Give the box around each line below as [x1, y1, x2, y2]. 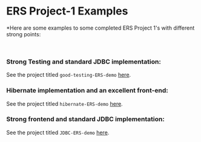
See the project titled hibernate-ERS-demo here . [6, 100, 123, 107]
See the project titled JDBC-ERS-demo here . [6, 129, 110, 136]
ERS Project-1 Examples [6, 4, 128, 18]
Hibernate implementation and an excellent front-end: [6, 86, 168, 95]
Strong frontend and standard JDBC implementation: [6, 115, 165, 123]
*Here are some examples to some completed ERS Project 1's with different [6, 24, 195, 31]
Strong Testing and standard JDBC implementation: [6, 57, 162, 66]
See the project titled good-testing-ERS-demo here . [6, 71, 131, 79]
